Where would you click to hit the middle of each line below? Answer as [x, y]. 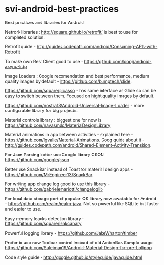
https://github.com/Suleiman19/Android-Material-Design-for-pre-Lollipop [79, 247]
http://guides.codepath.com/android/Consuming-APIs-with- [97, 46]
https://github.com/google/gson [37, 159]
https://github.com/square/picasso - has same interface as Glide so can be [81, 90]
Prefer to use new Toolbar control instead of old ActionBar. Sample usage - [81, 243]
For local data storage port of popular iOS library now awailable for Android [81, 199]
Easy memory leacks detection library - [45, 218]
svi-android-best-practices [62, 9]
